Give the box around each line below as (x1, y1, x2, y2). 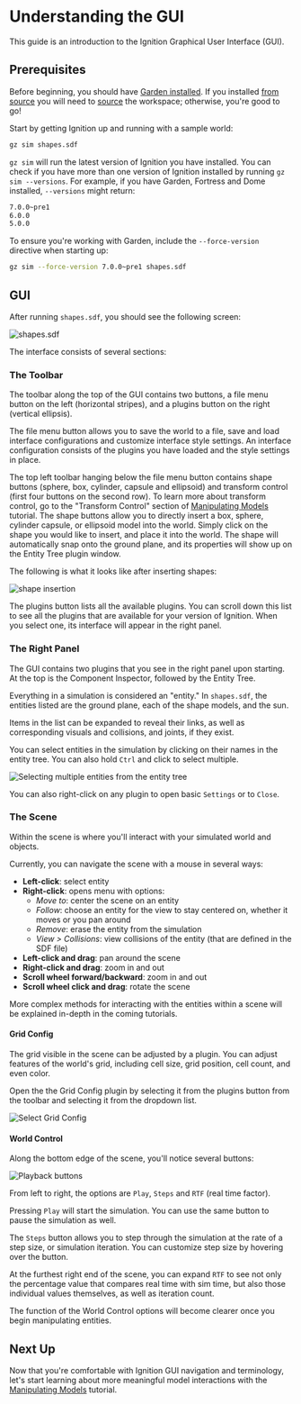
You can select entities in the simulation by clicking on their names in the (9, 744, 279, 755)
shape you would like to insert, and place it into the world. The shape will (9, 530, 279, 540)
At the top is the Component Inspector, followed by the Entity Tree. (9, 673, 256, 684)
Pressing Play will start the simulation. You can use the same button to (9, 1205, 270, 1217)
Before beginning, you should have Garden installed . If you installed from (9, 86, 279, 96)
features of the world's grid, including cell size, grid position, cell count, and (9, 1058, 291, 1069)
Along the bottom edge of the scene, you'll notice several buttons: (9, 1153, 254, 1164)
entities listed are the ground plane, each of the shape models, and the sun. (9, 700, 289, 711)
